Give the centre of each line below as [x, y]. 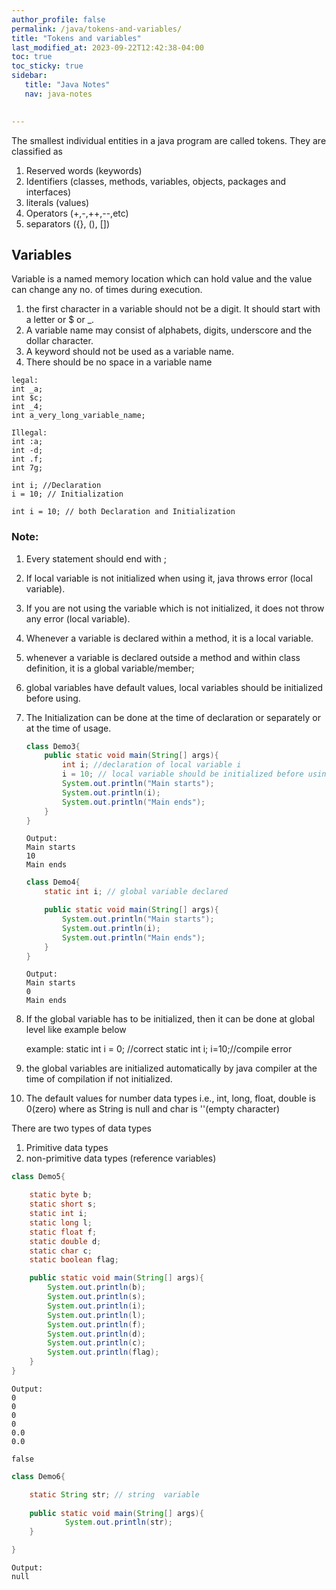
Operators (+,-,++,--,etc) [77, 213]
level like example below [76, 1030]
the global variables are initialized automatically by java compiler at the [171, 1068]
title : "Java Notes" [67, 85]
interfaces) [48, 192]
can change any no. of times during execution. [107, 290]
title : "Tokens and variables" [76, 38]
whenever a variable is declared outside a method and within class [163, 657]
